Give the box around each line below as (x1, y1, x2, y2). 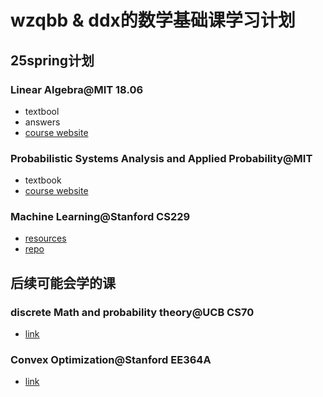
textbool (24, 105, 60, 117)
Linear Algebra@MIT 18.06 (10, 82, 144, 96)
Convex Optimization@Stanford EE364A (10, 353, 212, 367)
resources (24, 232, 67, 245)
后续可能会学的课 (10, 274, 116, 291)
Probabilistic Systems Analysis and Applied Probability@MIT (10, 151, 313, 165)
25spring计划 (10, 52, 95, 69)
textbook (24, 174, 62, 186)
